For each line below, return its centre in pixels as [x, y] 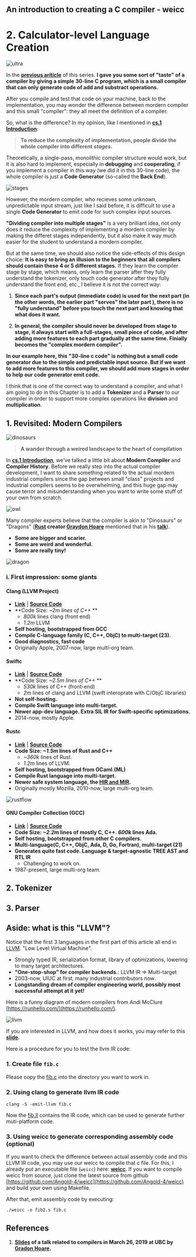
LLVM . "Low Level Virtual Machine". [49, 948]
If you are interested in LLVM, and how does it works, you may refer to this [96, 1031]
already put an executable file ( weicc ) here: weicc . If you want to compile [94, 1169]
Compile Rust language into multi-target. [65, 776]
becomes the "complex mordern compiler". [68, 345]
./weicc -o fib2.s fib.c [36, 1210]
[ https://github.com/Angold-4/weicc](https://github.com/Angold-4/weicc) [95, 1182]
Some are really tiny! [40, 551]
